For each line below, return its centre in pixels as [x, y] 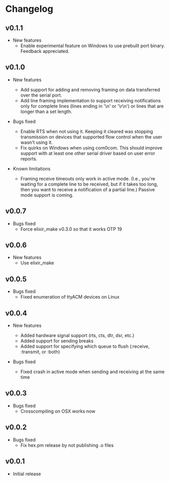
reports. [29, 159]
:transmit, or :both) [40, 352]
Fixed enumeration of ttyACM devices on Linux [70, 297]
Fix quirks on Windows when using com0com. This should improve [91, 147]
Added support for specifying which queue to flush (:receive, [85, 346]
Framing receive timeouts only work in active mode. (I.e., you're [88, 178]
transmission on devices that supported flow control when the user [91, 137]
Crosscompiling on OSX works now [58, 411]
